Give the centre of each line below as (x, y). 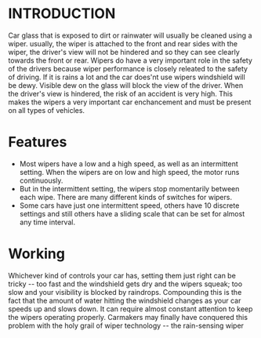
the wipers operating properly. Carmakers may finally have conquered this (128, 317)
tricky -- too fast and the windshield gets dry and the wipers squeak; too (125, 284)
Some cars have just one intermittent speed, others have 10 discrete (129, 205)
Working (36, 254)
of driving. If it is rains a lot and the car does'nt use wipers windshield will (127, 77)
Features (38, 142)
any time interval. (47, 222)
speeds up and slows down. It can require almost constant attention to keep (130, 309)
